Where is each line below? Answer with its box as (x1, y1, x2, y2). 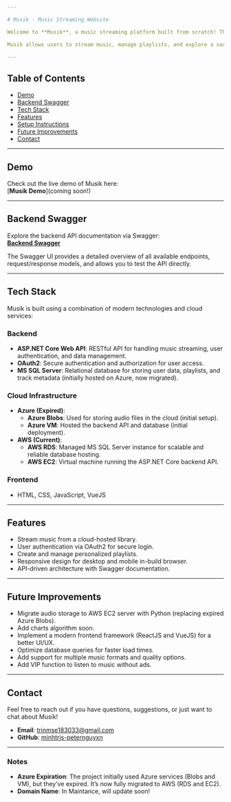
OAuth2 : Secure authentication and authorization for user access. (16, 359, 204, 367)
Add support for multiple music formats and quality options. (16, 653, 186, 661)
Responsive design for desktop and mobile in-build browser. (16, 557, 188, 566)
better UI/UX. (16, 639, 55, 647)
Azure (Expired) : (16, 407, 65, 415)
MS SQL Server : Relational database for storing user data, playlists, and (16, 366, 221, 374)
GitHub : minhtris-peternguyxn (16, 733, 103, 741)
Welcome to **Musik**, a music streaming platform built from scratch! (7, 28, 217, 35)
